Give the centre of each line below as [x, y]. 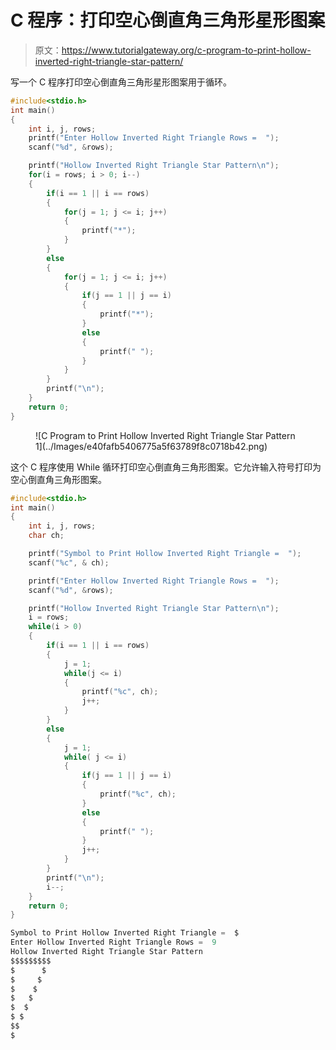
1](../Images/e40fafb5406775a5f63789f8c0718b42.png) [151, 446]
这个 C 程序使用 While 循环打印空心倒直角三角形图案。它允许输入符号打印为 [166, 467]
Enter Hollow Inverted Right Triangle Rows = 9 [113, 942]
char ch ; [46, 536]
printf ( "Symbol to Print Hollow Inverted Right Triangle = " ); [165, 554]
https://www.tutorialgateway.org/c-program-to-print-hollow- [186, 50]
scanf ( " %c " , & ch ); [69, 562]
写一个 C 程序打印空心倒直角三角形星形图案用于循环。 [121, 82]
